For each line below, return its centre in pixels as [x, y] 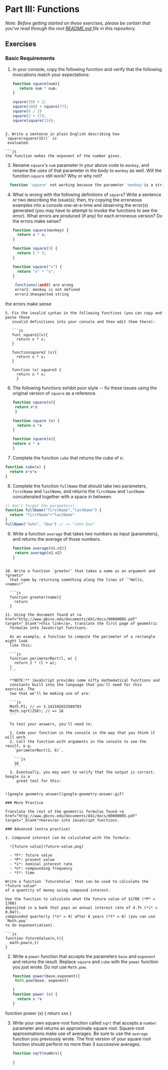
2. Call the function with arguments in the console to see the [78, 741]
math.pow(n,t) [24, 943]
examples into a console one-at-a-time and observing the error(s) [80, 205]
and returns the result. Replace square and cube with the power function [85, 962]
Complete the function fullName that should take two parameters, [80, 486]
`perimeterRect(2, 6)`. [39, 750]
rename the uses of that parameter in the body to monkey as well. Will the [87, 170]
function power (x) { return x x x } [38, 1013]
